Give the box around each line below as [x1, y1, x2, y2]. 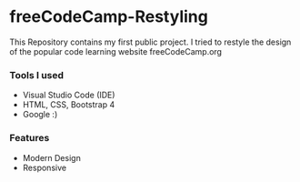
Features [9, 132, 50, 145]
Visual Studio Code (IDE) [22, 89, 115, 101]
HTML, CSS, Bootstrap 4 [22, 99, 115, 110]
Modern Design [22, 152, 82, 163]
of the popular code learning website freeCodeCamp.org [9, 45, 223, 56]
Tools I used [9, 68, 65, 81]
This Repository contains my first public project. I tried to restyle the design [9, 36, 292, 47]
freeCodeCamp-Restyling [9, 6, 209, 27]
